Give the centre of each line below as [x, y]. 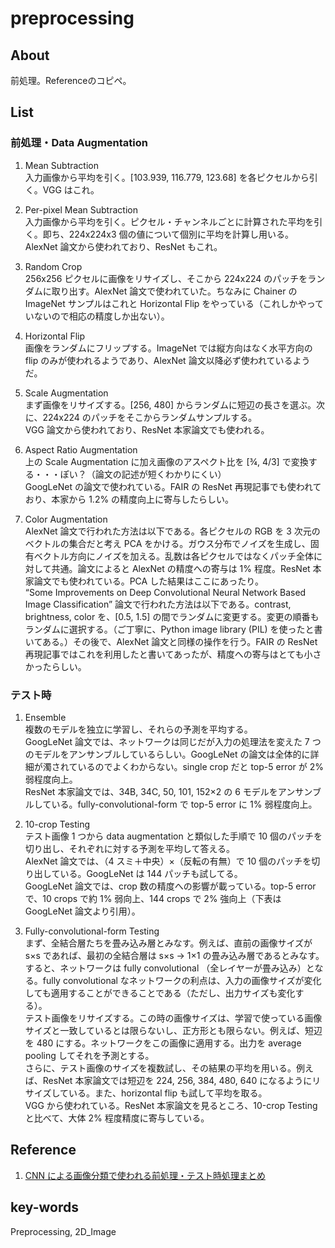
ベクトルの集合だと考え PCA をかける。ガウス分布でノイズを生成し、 [167, 543]
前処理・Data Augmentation [79, 143]
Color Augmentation [66, 519]
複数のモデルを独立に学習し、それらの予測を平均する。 [138, 729]
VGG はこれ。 [71, 189]
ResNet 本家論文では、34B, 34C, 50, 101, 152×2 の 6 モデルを [151, 791]
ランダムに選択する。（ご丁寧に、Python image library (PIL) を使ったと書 [173, 629]
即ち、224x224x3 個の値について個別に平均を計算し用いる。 [168, 234]
